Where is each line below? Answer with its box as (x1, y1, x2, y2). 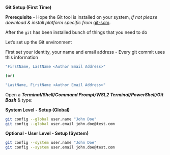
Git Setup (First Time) (5, 5, 52, 10)
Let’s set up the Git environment (5, 39, 72, 45)
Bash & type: (5, 97, 33, 103)
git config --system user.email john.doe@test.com (5, 145, 115, 150)
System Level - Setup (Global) (5, 106, 70, 113)
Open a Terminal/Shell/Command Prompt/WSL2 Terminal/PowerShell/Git (5, 91, 164, 98)
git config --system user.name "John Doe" (5, 140, 97, 145)
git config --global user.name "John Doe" (5, 117, 97, 122)
